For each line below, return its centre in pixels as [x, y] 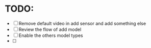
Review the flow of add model [50, 29]
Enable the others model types [51, 35]
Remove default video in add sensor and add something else [82, 23]
